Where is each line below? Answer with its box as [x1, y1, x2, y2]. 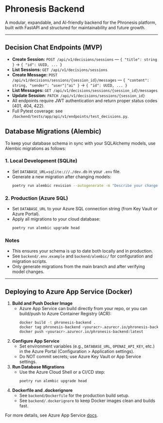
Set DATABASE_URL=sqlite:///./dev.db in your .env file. [12, 168, 121, 174]
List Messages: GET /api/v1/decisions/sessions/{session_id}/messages [12, 87, 158, 93]
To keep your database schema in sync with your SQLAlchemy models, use [5, 140, 156, 146]
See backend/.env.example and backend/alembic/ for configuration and [12, 253, 153, 259]
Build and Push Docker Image [12, 300, 73, 306]
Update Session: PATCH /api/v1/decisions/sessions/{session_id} [12, 92, 146, 98]
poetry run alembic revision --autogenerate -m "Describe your [12, 183, 143, 188]
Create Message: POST [12, 72, 58, 77]
